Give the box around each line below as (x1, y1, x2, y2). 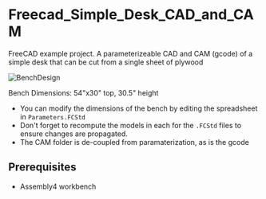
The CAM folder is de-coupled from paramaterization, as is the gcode (19, 137, 249, 146)
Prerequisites (8, 161, 77, 174)
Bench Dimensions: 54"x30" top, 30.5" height (8, 88, 159, 97)
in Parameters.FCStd (19, 111, 85, 121)
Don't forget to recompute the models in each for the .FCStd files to (19, 120, 242, 130)
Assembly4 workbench (19, 181, 97, 191)
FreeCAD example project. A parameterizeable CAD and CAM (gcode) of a (8, 49, 253, 58)
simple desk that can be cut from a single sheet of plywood (8, 57, 204, 67)
